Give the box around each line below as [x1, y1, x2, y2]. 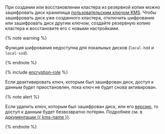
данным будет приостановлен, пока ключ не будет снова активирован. [5, 84, 157, 90]
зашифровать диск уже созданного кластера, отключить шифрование [5, 15, 155, 20]
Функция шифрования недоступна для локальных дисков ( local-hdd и [5, 45, 154, 50]
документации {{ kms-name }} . [5, 114, 71, 120]
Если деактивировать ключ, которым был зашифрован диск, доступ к [5, 79, 154, 85]
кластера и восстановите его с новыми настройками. [5, 25, 120, 31]
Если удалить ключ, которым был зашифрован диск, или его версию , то [5, 104, 159, 109]
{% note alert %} [5, 94, 40, 100]
